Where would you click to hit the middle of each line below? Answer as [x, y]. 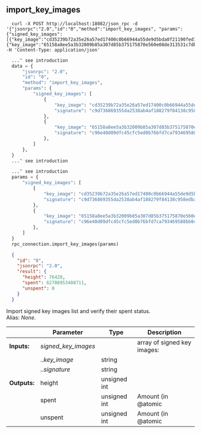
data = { [22, 66]
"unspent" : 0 [38, 288]
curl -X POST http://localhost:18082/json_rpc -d [74, 23]
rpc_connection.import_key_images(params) [65, 244]
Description [165, 332]
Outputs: [22, 383]
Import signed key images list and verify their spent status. [78, 311]
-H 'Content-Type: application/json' [53, 50]
